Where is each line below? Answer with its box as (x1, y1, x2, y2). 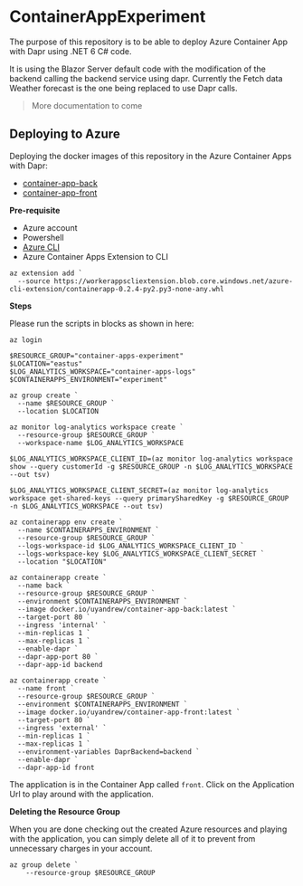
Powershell (22, 232, 65, 243)
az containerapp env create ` (9, 518, 124, 527)
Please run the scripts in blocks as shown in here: (9, 318, 194, 329)
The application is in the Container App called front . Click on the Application (9, 778, 295, 789)
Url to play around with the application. (9, 788, 154, 799)
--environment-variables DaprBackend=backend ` (17, 747, 201, 757)
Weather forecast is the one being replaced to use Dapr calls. (9, 82, 238, 93)
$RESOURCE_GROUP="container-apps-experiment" (9, 351, 184, 360)
